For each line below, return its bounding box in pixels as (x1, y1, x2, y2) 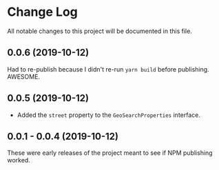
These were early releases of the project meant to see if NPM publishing (7, 149, 213, 157)
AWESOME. (7, 72, 40, 81)
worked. (7, 156, 31, 164)
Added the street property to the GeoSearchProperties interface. (17, 111, 201, 119)
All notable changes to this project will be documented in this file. (7, 27, 193, 35)
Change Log (7, 4, 78, 20)
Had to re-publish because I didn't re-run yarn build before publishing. (7, 65, 209, 73)
